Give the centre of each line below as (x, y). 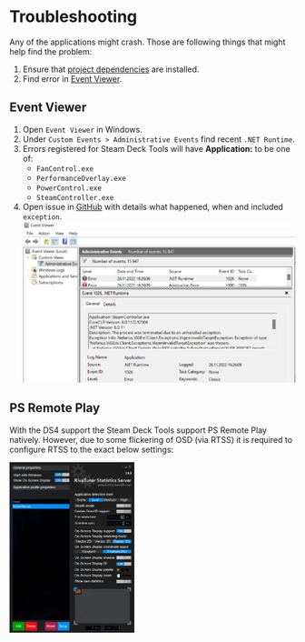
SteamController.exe (75, 197)
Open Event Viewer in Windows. (82, 129)
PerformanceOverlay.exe (81, 178)
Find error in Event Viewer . (72, 78)
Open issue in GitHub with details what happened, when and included (153, 206)
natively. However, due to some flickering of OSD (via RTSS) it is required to (151, 439)
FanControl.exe (64, 169)
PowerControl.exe (69, 188)
